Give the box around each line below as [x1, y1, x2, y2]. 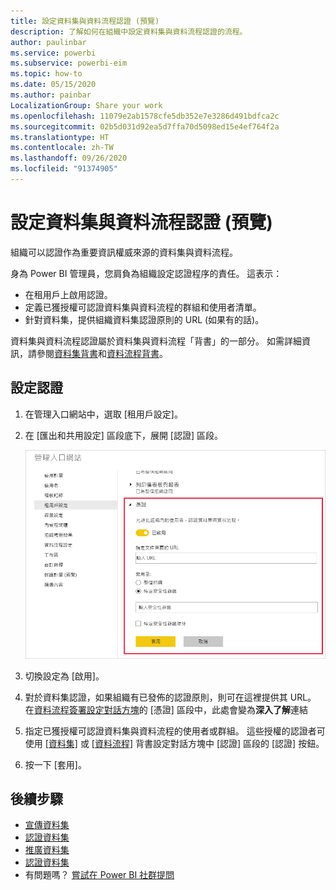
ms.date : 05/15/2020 [10, 80, 97, 90]
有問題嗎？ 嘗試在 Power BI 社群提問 [24, 869, 175, 881]
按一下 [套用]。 [24, 758, 87, 770]
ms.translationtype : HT [10, 132, 110, 142]
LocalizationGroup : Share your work [10, 100, 163, 110]
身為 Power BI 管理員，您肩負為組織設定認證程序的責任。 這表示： [10, 267, 283, 279]
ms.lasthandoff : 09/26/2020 [10, 153, 128, 164]
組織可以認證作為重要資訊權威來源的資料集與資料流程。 [10, 246, 238, 258]
